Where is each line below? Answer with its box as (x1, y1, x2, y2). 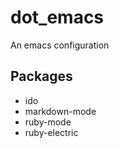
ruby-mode (24, 116, 72, 128)
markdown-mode (24, 105, 97, 117)
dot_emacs (10, 6, 105, 29)
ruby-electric (24, 126, 79, 138)
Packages (10, 68, 73, 85)
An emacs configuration (10, 39, 110, 51)
